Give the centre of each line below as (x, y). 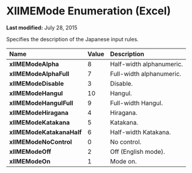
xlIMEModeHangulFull (41, 103)
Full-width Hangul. (136, 103)
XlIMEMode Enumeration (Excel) (88, 11)
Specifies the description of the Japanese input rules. (73, 39)
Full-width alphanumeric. (146, 74)
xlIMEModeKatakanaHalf (46, 132)
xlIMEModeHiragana (39, 113)
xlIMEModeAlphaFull (39, 74)
